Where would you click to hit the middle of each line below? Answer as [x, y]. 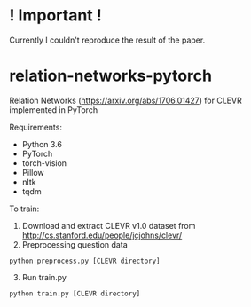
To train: [24, 209]
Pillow [33, 172]
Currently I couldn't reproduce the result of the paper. [107, 40]
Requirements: [35, 127]
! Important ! [55, 16]
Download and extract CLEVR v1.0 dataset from [109, 225]
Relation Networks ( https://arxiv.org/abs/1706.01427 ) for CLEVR [125, 100]
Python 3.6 [42, 144]
